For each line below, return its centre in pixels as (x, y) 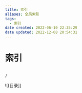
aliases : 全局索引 (22, 14)
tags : (10, 19)
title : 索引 (16, 10)
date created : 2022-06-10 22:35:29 (41, 28)
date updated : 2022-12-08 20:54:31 (41, 32)
